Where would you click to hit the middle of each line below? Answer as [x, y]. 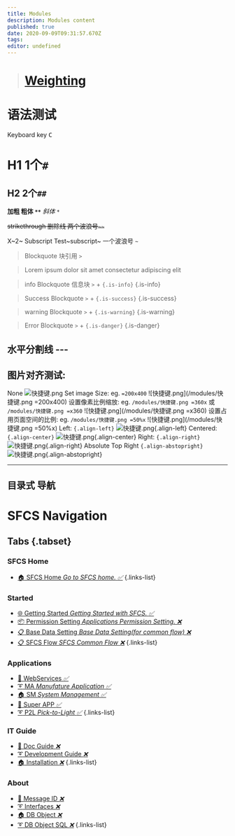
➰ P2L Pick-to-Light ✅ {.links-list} [66, 713]
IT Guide [22, 731]
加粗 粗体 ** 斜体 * [34, 211]
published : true [31, 27]
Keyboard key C [30, 135]
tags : [15, 40]
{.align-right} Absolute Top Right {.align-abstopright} [124, 446]
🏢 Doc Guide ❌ [39, 746]
